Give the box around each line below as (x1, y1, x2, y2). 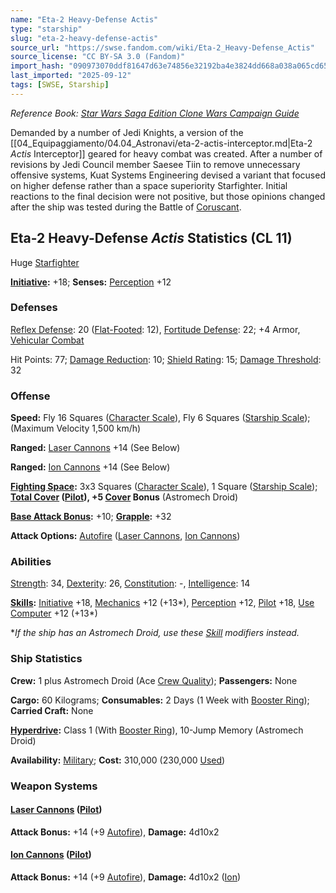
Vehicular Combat (10, 334, 85, 346)
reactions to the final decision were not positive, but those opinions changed (10, 190, 326, 202)
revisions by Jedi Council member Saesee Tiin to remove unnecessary (10, 158, 301, 170)
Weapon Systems (10, 779, 98, 793)
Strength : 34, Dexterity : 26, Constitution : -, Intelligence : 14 (10, 577, 251, 590)
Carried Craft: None (10, 704, 94, 716)
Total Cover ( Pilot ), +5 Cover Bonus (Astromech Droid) (10, 491, 239, 503)
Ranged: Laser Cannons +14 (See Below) (10, 442, 181, 454)
